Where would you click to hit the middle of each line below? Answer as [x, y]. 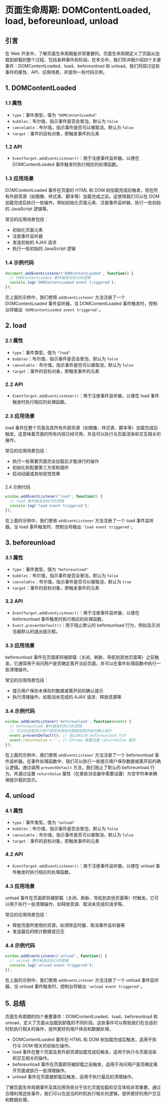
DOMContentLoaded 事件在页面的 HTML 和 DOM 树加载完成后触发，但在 [80, 190]
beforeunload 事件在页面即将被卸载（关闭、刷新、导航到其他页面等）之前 [80, 657]
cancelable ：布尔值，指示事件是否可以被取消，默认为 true [72, 582]
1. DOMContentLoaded [41, 88]
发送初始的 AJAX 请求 [34, 242]
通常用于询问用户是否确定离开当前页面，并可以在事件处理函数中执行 [87, 663]
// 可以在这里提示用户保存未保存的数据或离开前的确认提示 [61, 731]
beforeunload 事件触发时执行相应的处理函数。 [59, 619]
